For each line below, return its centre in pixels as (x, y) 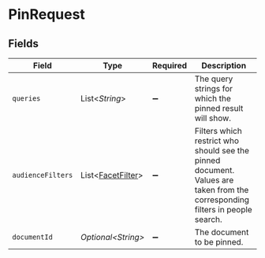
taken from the (222, 190)
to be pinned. (219, 242)
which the (213, 98)
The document (222, 232)
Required (170, 66)
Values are (214, 180)
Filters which (218, 131)
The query (214, 79)
